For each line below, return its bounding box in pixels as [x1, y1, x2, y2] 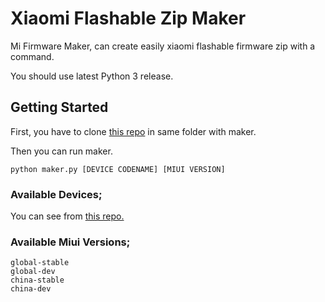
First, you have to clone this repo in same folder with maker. [10, 125, 257, 137]
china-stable [10, 275, 65, 286]
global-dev [10, 267, 56, 277]
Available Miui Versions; [10, 235, 131, 249]
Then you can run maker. [10, 145, 113, 157]
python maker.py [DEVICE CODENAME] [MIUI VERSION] [10, 164, 226, 174]
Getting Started [10, 99, 109, 116]
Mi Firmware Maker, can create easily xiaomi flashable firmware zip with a [10, 40, 316, 52]
